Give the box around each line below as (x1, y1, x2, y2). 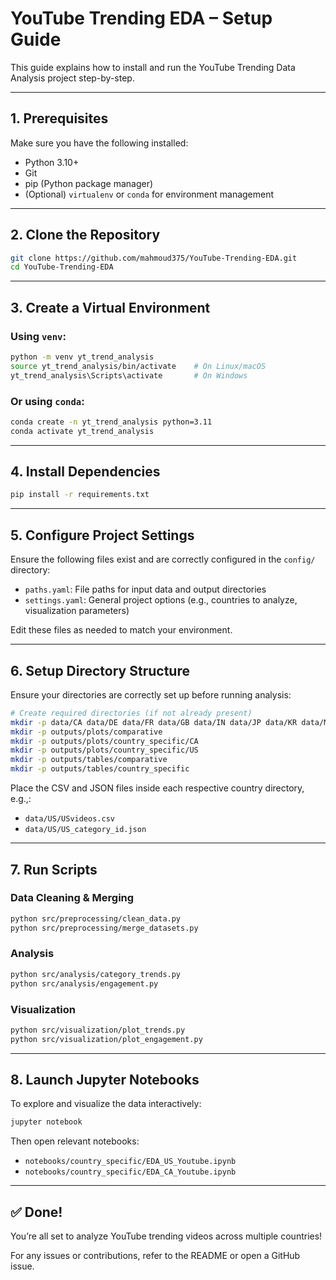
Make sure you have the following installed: (10, 137, 189, 149)
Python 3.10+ (24, 156, 80, 168)
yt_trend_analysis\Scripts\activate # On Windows (10, 370, 248, 381)
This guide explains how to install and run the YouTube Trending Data (10, 61, 296, 73)
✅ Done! (10, 1203, 63, 1221)
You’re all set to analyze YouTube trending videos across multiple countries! (10, 1230, 323, 1242)
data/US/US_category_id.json (24, 825, 147, 835)
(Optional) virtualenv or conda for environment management (24, 188, 275, 200)
